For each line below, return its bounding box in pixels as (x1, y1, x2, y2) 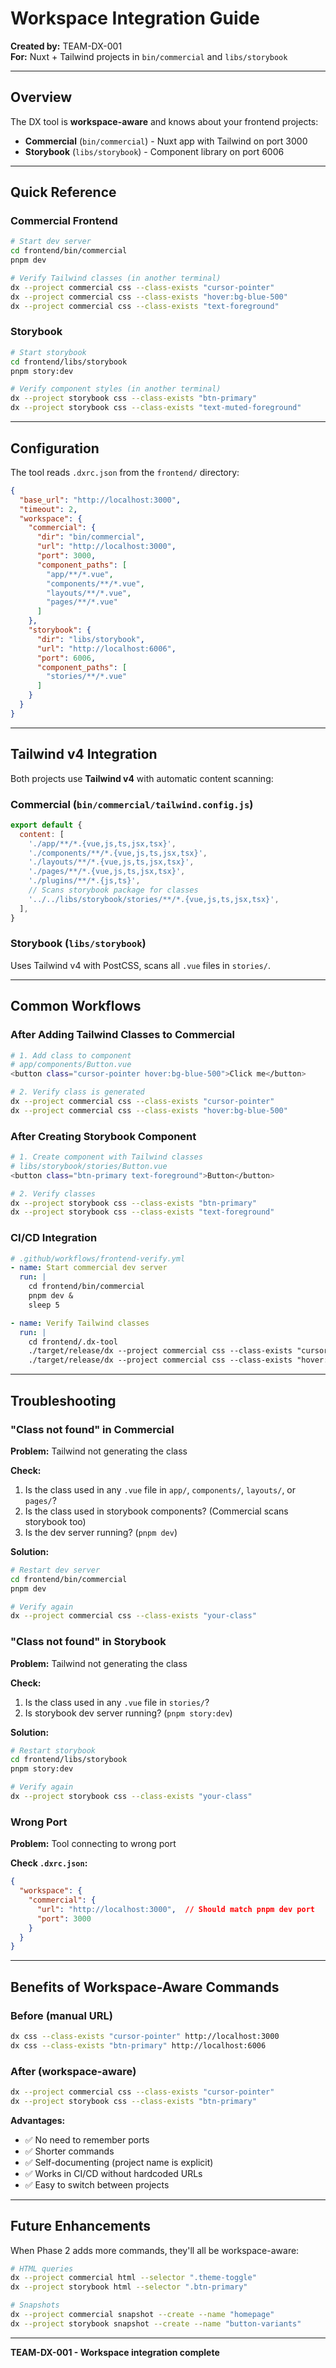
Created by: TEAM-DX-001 (10, 40, 123, 52)
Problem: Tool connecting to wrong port (10, 1838, 177, 1850)
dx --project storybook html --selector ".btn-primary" (10, 2282, 248, 2292)
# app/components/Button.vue (10, 1060, 132, 1070)
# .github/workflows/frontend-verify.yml (10, 1253, 186, 1264)
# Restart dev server (10, 1565, 101, 1575)
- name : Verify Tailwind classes (10, 1318, 150, 1328)
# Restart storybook (10, 1745, 97, 1756)
